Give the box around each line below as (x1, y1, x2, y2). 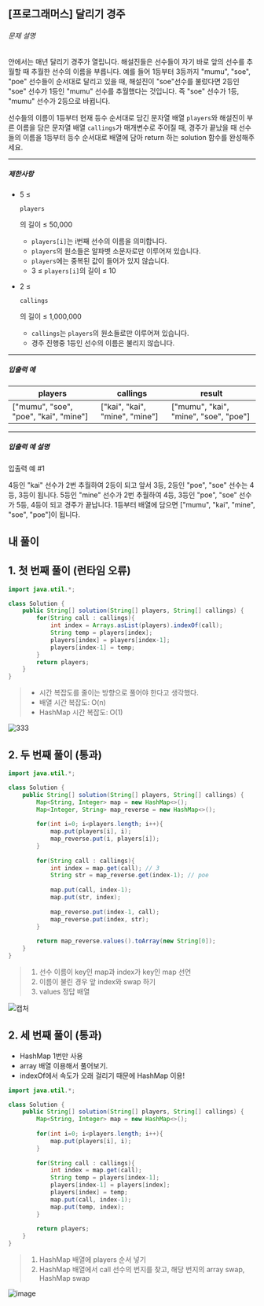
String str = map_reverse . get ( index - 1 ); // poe (49, 872, 210, 880)
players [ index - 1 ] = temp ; (49, 644, 135, 651)
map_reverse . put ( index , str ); (49, 915, 149, 923)
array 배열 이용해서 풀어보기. (19, 1061, 108, 1070)
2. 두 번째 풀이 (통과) (8, 748, 102, 762)
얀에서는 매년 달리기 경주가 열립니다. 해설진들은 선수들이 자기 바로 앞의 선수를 (8, 57, 245, 66)
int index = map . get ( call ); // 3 (49, 864, 159, 872)
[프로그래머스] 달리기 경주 (8, 7, 126, 21)
